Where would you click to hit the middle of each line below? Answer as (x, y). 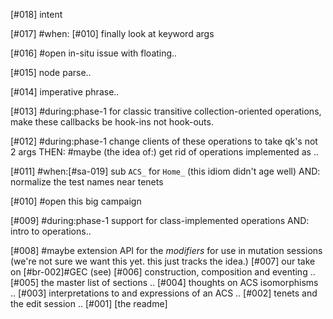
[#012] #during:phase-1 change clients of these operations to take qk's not (164, 141)
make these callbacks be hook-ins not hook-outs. (112, 122)
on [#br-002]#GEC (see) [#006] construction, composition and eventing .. (163, 272)
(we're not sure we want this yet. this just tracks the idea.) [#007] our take (163, 261)
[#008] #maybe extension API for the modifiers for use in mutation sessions (166, 250)
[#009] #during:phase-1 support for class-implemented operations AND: (160, 220)
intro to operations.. (51, 231)
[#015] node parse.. (51, 72)
